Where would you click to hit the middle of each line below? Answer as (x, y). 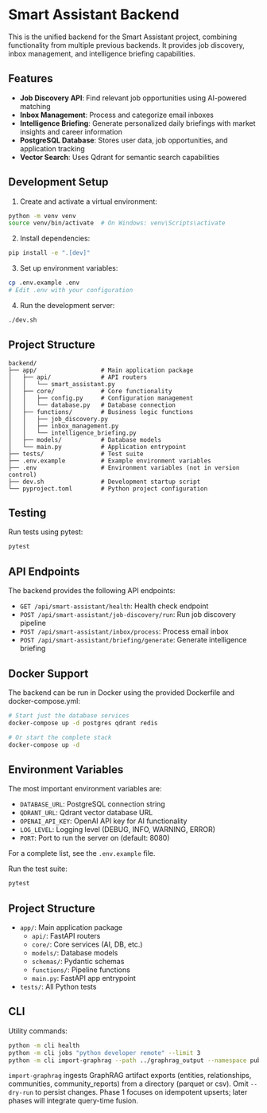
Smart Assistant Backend (94, 15)
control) (23, 474)
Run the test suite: (38, 869)
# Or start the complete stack (60, 737)
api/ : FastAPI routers (66, 935)
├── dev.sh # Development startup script (104, 482)
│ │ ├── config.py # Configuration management (101, 398)
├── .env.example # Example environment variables (110, 461)
